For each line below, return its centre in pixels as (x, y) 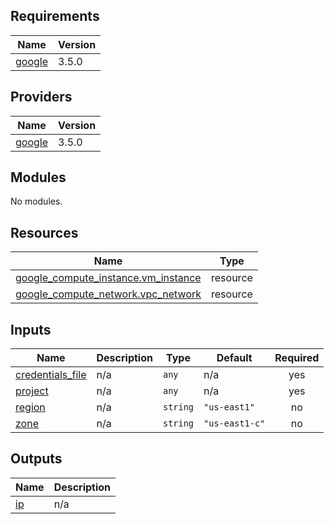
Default (234, 358)
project (32, 391)
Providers (41, 97)
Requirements (55, 16)
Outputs (36, 459)
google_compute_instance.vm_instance (108, 278)
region (30, 407)
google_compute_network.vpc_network (108, 294)
